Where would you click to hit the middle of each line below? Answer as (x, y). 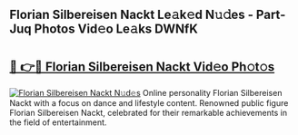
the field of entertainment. (58, 122)
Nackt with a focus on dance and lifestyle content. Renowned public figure (149, 103)
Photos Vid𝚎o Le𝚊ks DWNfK (116, 29)
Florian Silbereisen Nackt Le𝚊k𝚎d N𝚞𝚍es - (132, 15)
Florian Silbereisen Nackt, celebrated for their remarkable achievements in (149, 113)
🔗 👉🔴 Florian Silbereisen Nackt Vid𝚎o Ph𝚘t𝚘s (142, 67)
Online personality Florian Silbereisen (212, 93)
